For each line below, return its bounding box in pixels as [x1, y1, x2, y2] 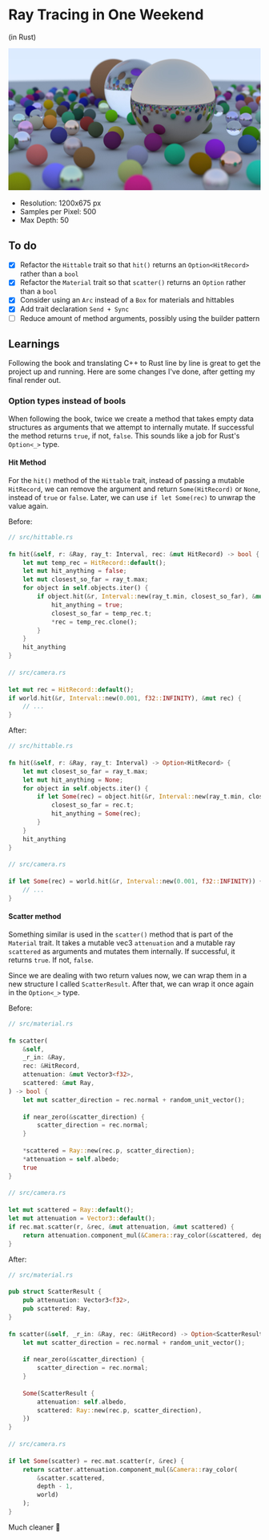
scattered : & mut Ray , [22, 1079, 94, 1087]
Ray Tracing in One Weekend [8, 6, 204, 24]
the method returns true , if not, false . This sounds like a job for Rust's [8, 431, 240, 441]
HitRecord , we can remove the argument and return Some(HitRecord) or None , [8, 484, 261, 494]
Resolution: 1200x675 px [19, 198, 102, 208]
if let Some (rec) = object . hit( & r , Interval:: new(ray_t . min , [37, 793, 246, 801]
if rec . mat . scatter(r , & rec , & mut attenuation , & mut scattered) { [8, 1222, 235, 1231]
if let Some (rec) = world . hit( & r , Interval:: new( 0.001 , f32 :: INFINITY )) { [8, 877, 263, 886]
